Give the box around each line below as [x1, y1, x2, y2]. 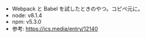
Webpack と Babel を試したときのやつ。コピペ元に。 [11, 5, 144, 12]
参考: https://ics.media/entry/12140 [11, 26, 98, 32]
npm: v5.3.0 [11, 18, 42, 25]
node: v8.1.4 [11, 12, 42, 19]
